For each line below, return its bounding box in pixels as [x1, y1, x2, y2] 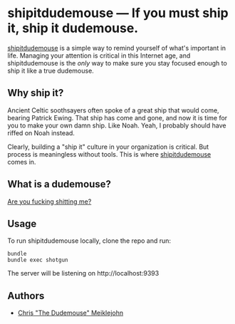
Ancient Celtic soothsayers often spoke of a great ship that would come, [7, 105, 219, 115]
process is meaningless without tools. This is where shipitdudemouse [7, 150, 211, 158]
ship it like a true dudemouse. [7, 66, 94, 75]
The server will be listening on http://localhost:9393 [7, 269, 160, 278]
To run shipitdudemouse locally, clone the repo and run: [7, 236, 172, 245]
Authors [7, 290, 45, 302]
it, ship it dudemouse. [7, 20, 139, 36]
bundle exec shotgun [7, 256, 69, 264]
